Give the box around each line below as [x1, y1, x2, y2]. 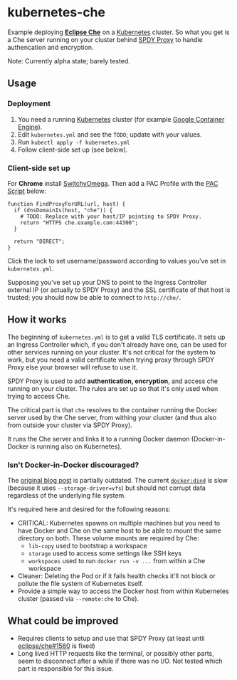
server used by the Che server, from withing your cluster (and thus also [7, 413, 217, 422]
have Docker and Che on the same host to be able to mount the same [17, 526, 222, 535]
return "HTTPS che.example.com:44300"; [20, 219, 139, 226]
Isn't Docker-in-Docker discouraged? [7, 460, 139, 470]
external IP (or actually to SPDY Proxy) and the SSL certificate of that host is [7, 286, 231, 294]
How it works [7, 314, 67, 326]
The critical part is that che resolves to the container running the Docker [7, 405, 218, 414]
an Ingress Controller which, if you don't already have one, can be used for [7, 340, 227, 349]
